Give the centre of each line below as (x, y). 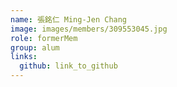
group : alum (35, 47)
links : (24, 57)
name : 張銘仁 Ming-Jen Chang (69, 19)
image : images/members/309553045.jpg (89, 29)
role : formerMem (44, 38)
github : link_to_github (68, 66)
